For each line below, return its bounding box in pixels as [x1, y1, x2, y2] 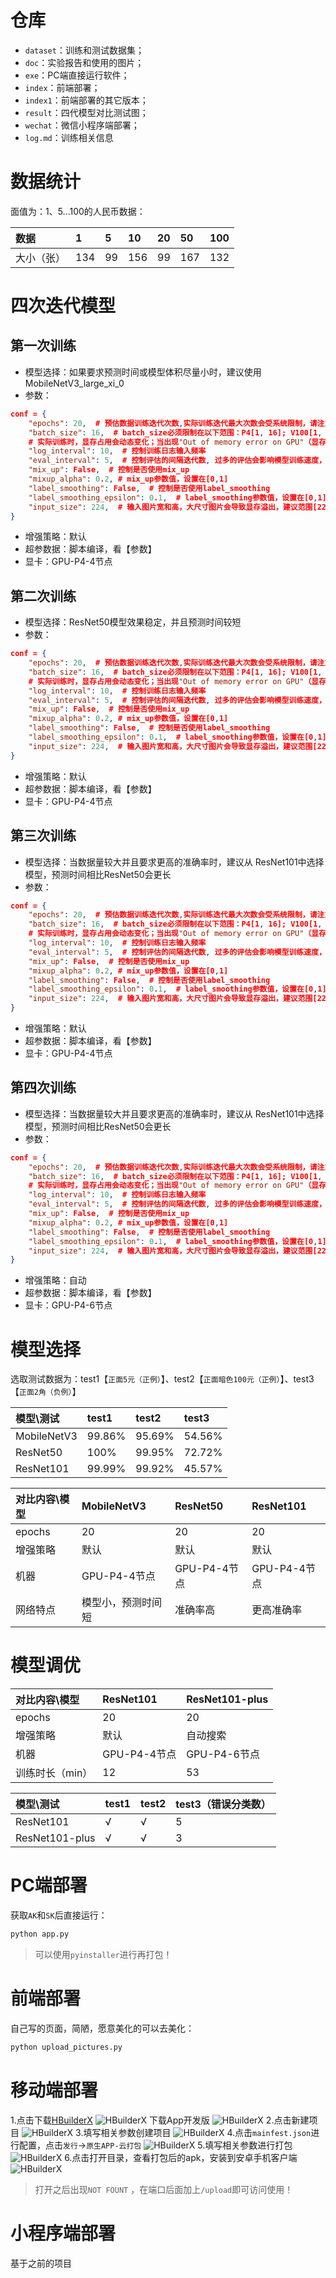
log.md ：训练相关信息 [24, 131, 114, 143]
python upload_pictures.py [10, 2042, 123, 2052]
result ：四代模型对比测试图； [24, 106, 149, 118]
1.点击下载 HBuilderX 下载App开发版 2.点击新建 [10, 2114, 310, 2126]
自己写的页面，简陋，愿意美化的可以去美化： [10, 2022, 195, 2034]
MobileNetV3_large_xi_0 [24, 377, 125, 389]
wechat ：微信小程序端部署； [24, 119, 140, 131]
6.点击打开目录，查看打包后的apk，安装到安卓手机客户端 [64, 2151, 298, 2163]
